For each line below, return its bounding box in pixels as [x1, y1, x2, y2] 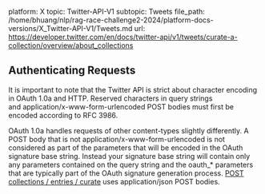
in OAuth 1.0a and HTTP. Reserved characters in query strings [8, 93, 213, 103]
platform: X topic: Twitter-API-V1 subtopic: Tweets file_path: [8, 7, 206, 16]
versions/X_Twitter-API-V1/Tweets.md [8, 24, 133, 33]
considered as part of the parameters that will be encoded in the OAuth [8, 143, 243, 152]
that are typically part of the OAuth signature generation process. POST [8, 168, 244, 178]
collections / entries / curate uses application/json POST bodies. [8, 176, 220, 186]
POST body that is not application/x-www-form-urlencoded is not [8, 134, 226, 144]
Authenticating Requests [8, 64, 136, 77]
